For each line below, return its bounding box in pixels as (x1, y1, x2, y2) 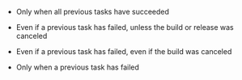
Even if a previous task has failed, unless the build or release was (15, 23, 235, 32)
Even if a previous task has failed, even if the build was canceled (15, 47, 232, 56)
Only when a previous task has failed (15, 62, 140, 72)
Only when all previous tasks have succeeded (15, 7, 170, 16)
